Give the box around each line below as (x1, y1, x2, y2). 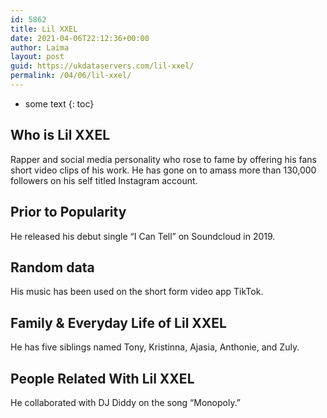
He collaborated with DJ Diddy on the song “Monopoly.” (10, 396, 242, 408)
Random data (10, 259, 95, 276)
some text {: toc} (24, 97, 95, 110)
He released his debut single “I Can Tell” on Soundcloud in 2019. (10, 230, 276, 242)
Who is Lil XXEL (10, 127, 111, 144)
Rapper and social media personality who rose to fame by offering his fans (10, 153, 317, 165)
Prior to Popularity (10, 204, 127, 221)
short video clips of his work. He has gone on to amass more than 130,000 (10, 164, 317, 176)
